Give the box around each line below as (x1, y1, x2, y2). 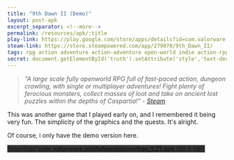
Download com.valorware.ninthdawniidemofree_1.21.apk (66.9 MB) (7, 144, 205, 153)
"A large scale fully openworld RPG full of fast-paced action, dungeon (24, 74, 226, 83)
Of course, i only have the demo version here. (7, 131, 139, 139)
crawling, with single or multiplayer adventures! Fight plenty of (24, 81, 205, 90)
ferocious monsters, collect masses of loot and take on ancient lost (24, 89, 218, 97)
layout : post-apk (7, 17, 58, 24)
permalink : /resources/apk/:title (7, 29, 108, 37)
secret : (7, 56, 30, 63)
